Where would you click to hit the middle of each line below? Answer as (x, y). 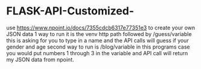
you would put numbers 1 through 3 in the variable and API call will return (97, 53)
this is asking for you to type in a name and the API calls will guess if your (97, 40)
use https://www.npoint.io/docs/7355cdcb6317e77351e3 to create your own (101, 28)
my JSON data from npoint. (40, 59)
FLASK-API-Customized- (70, 11)
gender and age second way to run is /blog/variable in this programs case (98, 47)
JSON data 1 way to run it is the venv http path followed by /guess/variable (99, 34)
